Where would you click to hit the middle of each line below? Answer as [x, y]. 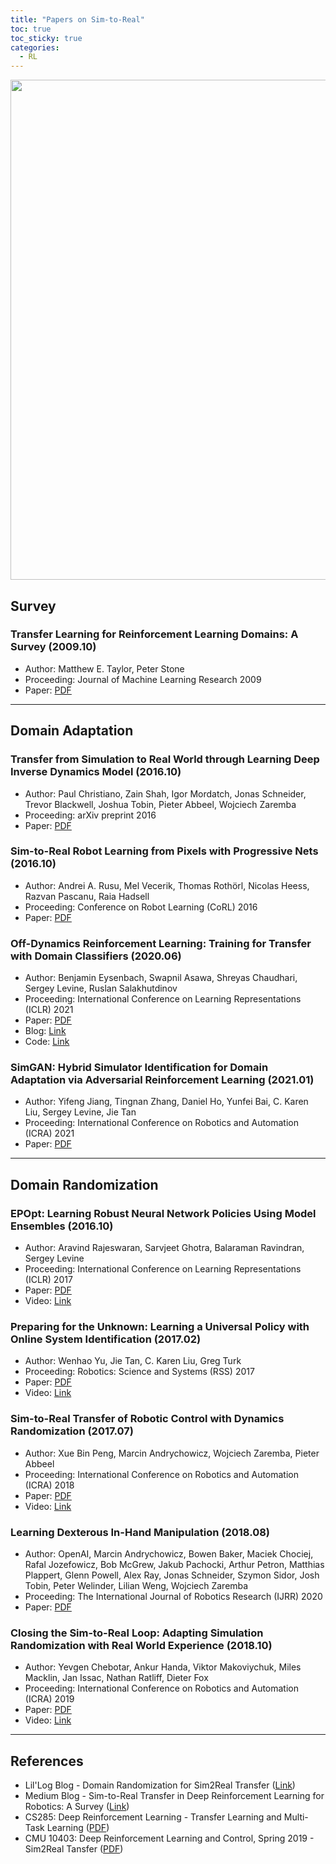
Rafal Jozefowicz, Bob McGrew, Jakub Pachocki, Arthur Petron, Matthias [174, 1564]
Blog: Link [45, 1031]
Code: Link [47, 1042]
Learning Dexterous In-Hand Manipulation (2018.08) [140, 1532]
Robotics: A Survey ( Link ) [77, 1807]
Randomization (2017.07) [72, 1431]
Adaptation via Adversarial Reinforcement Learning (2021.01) [162, 1080]
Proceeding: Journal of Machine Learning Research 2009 [143, 679]
